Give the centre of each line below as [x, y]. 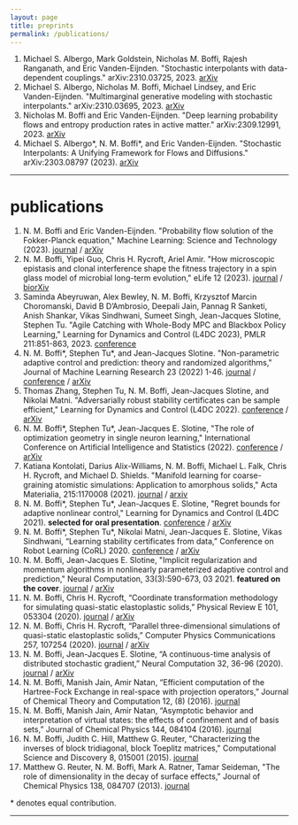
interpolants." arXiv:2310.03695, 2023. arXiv [103, 106]
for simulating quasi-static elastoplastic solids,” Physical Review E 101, [150, 607]
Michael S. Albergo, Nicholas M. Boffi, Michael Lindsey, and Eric [139, 87]
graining [38, 485]
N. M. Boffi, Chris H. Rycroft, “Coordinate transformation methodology [150, 598]
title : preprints [42, 26]
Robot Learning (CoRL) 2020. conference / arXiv [111, 551]
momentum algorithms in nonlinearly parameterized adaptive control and [156, 570]
